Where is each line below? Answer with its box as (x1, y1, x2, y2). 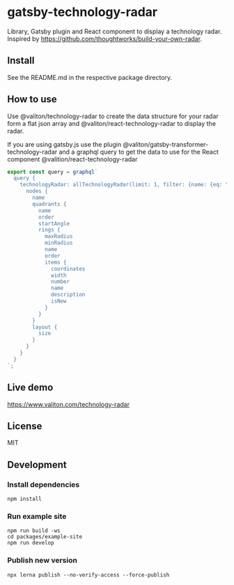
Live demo (7, 382, 54, 394)
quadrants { (32, 200, 68, 207)
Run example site (7, 511, 67, 521)
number (51, 278, 70, 285)
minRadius (44, 239, 73, 247)
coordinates (51, 265, 86, 272)
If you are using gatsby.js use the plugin (7, 140, 122, 148)
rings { (38, 227, 61, 234)
